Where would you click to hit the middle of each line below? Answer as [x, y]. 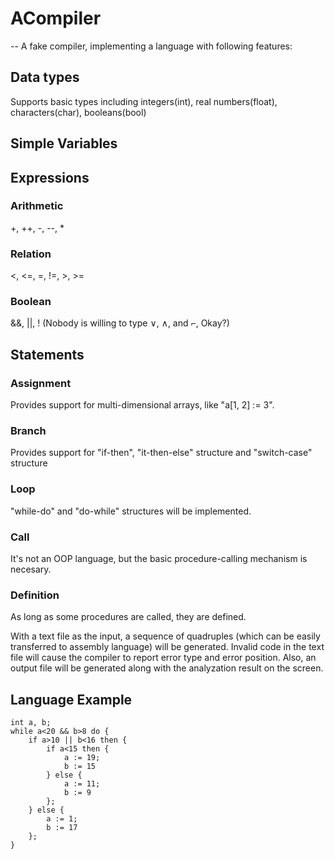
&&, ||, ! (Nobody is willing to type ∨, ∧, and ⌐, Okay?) [120, 323]
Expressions [50, 177]
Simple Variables [64, 143]
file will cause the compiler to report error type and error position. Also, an [163, 658]
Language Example [71, 699]
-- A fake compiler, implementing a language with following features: [151, 46]
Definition [35, 595]
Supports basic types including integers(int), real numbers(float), [144, 101]
